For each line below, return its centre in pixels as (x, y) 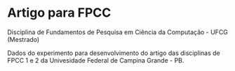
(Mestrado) (23, 39)
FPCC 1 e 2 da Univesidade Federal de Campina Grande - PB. (96, 60)
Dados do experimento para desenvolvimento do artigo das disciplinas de (114, 53)
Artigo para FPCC (59, 13)
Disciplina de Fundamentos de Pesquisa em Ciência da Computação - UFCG (117, 32)
